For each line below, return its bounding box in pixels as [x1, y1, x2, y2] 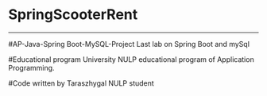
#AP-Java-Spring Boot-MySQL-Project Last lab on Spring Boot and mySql [8, 39, 250, 48]
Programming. [8, 63, 55, 72]
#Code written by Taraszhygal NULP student [8, 78, 155, 88]
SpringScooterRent [8, 6, 138, 24]
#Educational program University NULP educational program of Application [8, 54, 254, 64]
